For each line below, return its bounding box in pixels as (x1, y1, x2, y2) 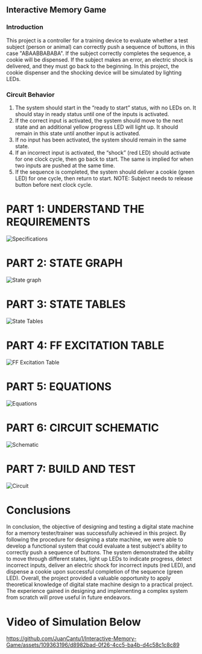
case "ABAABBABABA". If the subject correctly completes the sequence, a (6, 50, 191, 57)
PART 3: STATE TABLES (6, 297, 126, 311)
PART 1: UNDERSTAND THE (6, 202, 145, 216)
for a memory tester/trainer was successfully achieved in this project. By (6, 529, 187, 537)
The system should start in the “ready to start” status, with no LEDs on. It (14, 104, 197, 111)
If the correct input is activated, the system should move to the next (14, 117, 183, 124)
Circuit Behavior (6, 90, 55, 99)
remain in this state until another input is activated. (14, 129, 140, 137)
